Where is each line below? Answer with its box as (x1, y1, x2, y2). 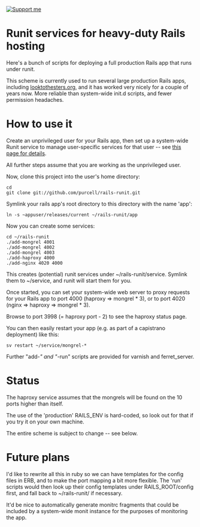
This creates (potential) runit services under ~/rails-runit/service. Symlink (6, 270, 187, 278)
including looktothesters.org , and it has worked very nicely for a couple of (6, 83, 189, 90)
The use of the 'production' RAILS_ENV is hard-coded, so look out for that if (6, 411, 193, 419)
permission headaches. (6, 96, 64, 103)
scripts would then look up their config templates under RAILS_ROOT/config (6, 483, 194, 490)
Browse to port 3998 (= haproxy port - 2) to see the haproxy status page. (6, 313, 187, 320)
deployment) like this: (6, 331, 59, 338)
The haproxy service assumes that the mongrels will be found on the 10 (6, 393, 183, 401)
